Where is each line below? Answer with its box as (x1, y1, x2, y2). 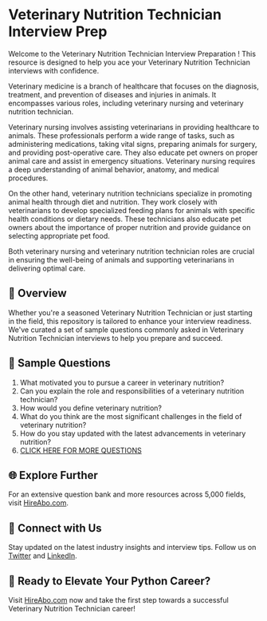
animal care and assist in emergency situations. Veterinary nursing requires (8, 156, 256, 165)
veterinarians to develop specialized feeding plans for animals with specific (8, 205, 255, 215)
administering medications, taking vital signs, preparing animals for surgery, (8, 139, 257, 148)
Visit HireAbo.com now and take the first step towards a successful (8, 595, 229, 604)
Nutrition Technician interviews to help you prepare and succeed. (8, 333, 223, 342)
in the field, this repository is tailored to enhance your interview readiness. (8, 316, 252, 326)
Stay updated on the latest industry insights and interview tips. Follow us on (8, 543, 257, 552)
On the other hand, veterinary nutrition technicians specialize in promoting (8, 188, 253, 198)
